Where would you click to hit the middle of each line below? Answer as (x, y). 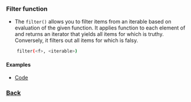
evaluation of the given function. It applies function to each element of (100, 28)
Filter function (27, 9)
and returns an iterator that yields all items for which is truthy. (89, 34)
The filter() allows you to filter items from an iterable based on (93, 22)
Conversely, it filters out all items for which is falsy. (76, 41)
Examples (19, 64)
